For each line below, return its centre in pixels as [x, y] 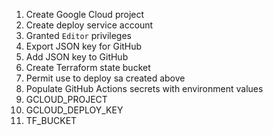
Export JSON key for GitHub [84, 46]
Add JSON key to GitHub [77, 57]
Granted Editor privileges [78, 35]
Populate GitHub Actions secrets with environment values [144, 88]
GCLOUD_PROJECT [66, 99]
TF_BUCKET [51, 120]
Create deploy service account [89, 25]
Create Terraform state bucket [88, 67]
